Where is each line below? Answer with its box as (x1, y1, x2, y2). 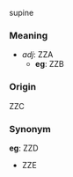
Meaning (9, 29, 48, 41)
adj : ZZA (21, 49, 54, 60)
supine (9, 8, 34, 18)
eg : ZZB (34, 59, 64, 70)
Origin (9, 81, 37, 93)
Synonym (9, 122, 51, 135)
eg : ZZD (9, 143, 39, 153)
